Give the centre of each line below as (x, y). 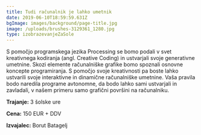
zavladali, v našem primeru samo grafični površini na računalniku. (88, 90)
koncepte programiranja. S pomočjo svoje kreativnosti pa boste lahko (92, 71)
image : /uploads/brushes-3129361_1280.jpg (60, 29)
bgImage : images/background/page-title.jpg (62, 23)
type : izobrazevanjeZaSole (40, 35)
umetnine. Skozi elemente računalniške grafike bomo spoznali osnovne (94, 65)
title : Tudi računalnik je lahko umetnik (59, 12)
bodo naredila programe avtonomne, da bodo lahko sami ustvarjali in (91, 84)
